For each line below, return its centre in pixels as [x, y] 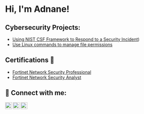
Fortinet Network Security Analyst [47, 77]
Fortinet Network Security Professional [52, 72]
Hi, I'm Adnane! [37, 9]
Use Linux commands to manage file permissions [62, 45]
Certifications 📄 [30, 60]
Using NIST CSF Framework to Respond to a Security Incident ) [76, 39]
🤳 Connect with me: [36, 93]
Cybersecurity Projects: [43, 28]
